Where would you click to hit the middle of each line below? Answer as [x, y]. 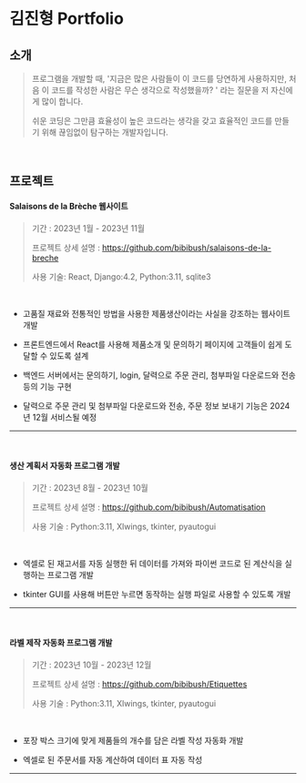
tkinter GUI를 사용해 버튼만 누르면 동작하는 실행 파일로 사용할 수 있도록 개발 [157, 594]
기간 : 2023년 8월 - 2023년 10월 [90, 487]
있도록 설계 [69, 355]
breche [45, 258]
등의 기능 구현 [47, 386]
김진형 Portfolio [67, 19]
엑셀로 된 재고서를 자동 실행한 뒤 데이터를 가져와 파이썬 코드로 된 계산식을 [153, 563]
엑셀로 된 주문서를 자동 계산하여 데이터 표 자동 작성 [112, 760]
